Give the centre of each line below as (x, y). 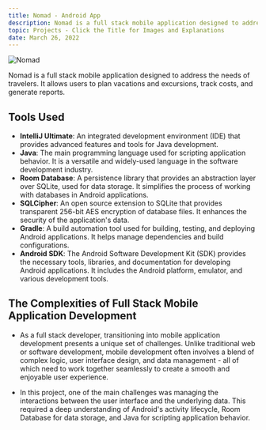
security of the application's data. (74, 220)
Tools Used (36, 117)
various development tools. (64, 279)
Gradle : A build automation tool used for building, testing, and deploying (137, 228)
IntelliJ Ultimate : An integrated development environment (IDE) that (130, 136)
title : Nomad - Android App (55, 15)
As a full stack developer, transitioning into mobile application (120, 335)
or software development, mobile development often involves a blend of (137, 352)
